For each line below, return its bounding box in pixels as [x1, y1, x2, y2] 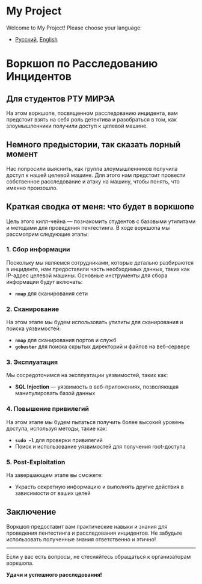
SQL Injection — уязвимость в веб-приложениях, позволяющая [14, 383, 179, 390]
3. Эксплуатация [6, 358, 58, 366]
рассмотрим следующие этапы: [6, 230, 89, 238]
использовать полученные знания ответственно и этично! [6, 535, 156, 543]
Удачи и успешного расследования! [6, 571, 102, 578]
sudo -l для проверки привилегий [14, 436, 103, 443]
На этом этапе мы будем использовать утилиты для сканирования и [6, 319, 183, 326]
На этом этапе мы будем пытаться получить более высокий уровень [6, 418, 185, 425]
